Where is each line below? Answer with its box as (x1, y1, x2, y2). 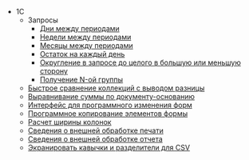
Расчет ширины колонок (27, 118, 112, 126)
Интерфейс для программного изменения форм (27, 100, 193, 110)
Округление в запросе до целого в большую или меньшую (39, 58, 242, 67)
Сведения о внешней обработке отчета (27, 134, 164, 143)
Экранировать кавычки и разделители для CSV (27, 143, 190, 152)
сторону (39, 66, 68, 75)
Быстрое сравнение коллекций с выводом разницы (27, 83, 205, 93)
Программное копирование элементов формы (27, 109, 188, 118)
